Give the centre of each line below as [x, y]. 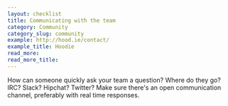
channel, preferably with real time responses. [74, 95]
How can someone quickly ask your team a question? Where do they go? [114, 80]
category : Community [38, 27]
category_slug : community [45, 34]
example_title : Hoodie [41, 47]
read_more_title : [33, 60]
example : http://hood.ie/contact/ [59, 40]
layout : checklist [34, 14]
